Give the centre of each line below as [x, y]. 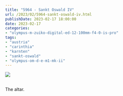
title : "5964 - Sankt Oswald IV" [40, 10]
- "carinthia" [20, 47]
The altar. [15, 90]
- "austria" [17, 42]
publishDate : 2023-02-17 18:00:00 [41, 19]
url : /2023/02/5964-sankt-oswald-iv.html [49, 14]
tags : [11, 38]
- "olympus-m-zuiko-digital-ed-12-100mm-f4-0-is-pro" [62, 33]
